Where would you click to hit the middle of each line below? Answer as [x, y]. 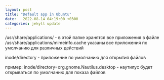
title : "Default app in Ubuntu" [38, 14]
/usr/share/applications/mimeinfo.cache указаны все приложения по [76, 43]
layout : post [19, 10]
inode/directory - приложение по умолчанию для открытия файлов [76, 58]
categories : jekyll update [33, 23]
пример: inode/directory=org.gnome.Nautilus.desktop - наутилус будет [79, 67]
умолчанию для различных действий [44, 48]
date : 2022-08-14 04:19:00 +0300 [42, 19]
